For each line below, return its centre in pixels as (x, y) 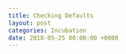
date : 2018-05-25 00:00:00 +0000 (63, 38)
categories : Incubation (48, 30)
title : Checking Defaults (51, 15)
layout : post (30, 23)
